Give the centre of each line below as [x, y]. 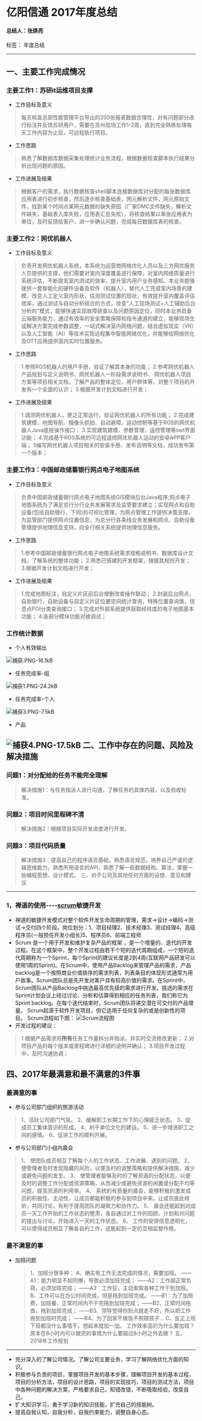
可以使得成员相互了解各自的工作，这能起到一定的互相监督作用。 [100, 1229]
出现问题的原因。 [47, 166]
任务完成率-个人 [35, 699]
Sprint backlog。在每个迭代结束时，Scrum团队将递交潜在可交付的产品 [102, 1003]
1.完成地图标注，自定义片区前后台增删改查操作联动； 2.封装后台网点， [108, 593]
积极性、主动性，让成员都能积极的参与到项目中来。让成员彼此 [108, 1198]
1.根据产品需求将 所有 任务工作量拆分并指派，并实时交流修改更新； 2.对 [108, 1038]
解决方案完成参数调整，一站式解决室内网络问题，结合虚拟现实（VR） [110, 326]
